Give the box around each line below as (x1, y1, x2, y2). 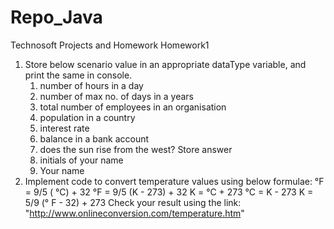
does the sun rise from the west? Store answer (39, 143, 233, 155)
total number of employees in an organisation (39, 101, 227, 113)
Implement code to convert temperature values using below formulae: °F (24, 175, 325, 187)
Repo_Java (10, 6, 103, 29)
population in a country (39, 111, 136, 123)
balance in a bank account (39, 132, 150, 145)
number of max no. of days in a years (39, 90, 194, 102)
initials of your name (39, 154, 124, 166)
